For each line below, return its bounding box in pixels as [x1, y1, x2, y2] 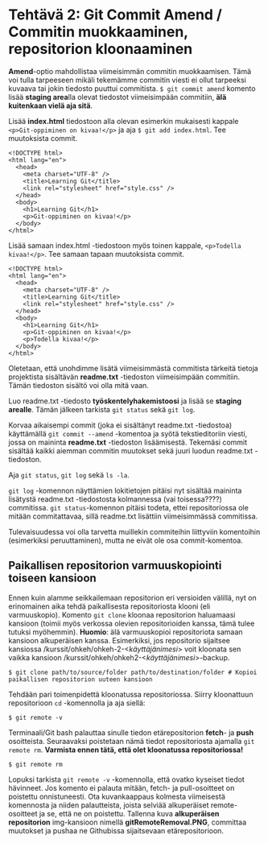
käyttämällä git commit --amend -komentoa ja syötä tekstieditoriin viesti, [8, 428, 248, 438]
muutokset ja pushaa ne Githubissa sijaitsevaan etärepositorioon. [8, 825, 224, 835]
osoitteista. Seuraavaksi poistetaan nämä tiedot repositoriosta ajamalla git [8, 736, 255, 746]
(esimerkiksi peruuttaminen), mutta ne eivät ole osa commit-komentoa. [8, 535, 243, 545]
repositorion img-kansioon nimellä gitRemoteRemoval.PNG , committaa [8, 817, 247, 827]
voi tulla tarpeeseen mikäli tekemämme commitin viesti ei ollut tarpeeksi [8, 75, 247, 85]
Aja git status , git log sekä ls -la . [8, 469, 130, 480]
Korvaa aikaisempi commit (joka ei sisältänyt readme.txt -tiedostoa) [8, 420, 233, 430]
